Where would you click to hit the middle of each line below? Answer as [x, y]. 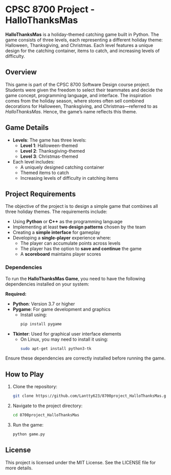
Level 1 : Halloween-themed [49, 145]
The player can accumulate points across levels [70, 243]
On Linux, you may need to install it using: [64, 339]
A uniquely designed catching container [62, 167]
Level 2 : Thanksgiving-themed [53, 151]
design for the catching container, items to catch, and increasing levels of [82, 51]
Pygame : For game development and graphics [62, 309]
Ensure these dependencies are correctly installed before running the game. [86, 358]
